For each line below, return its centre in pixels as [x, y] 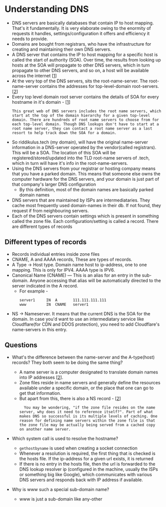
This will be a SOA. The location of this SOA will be [64, 152]
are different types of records [42, 226]
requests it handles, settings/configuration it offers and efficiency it [81, 33]
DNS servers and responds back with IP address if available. [81, 480]
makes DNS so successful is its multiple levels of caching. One [88, 416]
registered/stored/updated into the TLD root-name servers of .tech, [81, 158]
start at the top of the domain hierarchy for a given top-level [81, 115]
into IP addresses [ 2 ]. [41, 377]
